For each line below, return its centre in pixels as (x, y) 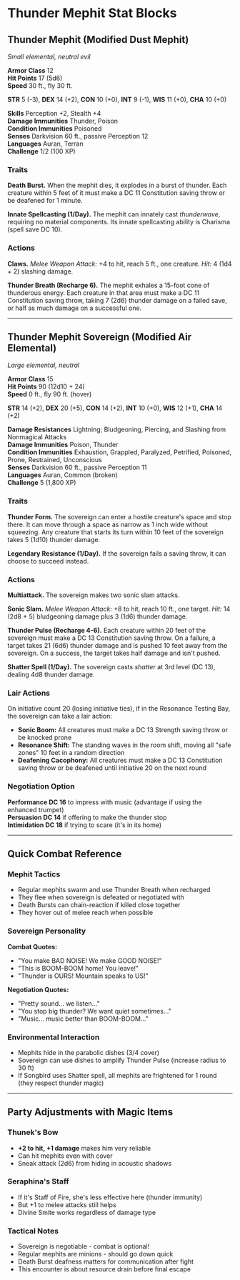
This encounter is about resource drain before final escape (104, 1269)
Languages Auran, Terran (45, 144)
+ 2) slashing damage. (40, 271)
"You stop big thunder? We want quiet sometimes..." (94, 1011)
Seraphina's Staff (38, 1181)
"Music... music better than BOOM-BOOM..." (83, 1019)
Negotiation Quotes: (38, 989)
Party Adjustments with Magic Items (90, 1112)
